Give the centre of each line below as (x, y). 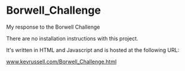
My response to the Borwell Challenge (53, 27)
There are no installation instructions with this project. (72, 38)
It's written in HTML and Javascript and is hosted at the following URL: (93, 50)
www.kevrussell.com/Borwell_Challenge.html (61, 61)
